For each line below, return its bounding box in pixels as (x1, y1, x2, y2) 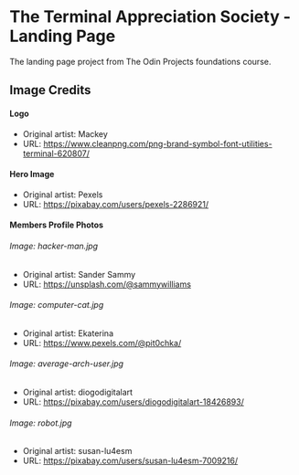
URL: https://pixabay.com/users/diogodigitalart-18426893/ (22, 396, 244, 407)
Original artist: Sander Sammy (22, 269, 136, 280)
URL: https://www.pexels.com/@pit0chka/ (22, 337, 182, 348)
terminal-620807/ (22, 148, 90, 159)
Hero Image (9, 169, 55, 180)
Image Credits (9, 82, 91, 98)
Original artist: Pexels (22, 189, 103, 200)
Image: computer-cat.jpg (9, 300, 104, 311)
